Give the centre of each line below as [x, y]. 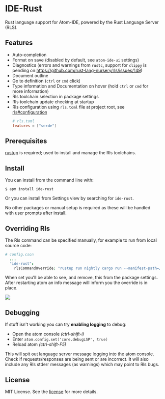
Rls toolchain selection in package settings [55, 96]
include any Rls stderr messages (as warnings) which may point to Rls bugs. [82, 365]
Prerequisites [26, 141]
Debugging [23, 313]
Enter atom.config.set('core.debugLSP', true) [60, 339]
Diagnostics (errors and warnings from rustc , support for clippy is [79, 65]
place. [12, 288]
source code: [18, 245]
